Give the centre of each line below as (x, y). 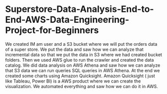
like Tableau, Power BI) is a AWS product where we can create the (73, 81)
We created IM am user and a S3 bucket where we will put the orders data (81, 44)
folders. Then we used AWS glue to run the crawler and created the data (80, 60)
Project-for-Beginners (52, 30)
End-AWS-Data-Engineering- (67, 20)
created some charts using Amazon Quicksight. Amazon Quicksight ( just (80, 76)
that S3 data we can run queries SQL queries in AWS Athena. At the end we (83, 70)
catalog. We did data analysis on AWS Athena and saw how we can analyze (83, 65)
